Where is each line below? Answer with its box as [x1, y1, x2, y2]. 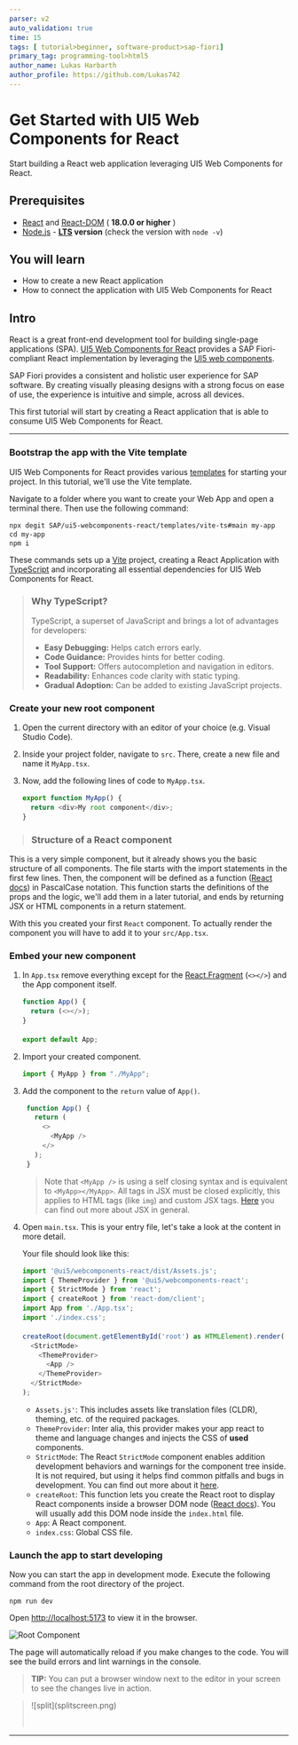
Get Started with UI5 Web [9, 110, 200, 131]
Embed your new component [9, 949, 136, 962]
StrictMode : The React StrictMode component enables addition [35, 1451, 266, 1462]
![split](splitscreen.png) [30, 1701, 117, 1711]
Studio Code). [21, 732, 74, 742]
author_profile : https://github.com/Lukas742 [9, 71, 180, 80]
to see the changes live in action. [30, 1683, 153, 1693]
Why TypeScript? [30, 595, 108, 607]
